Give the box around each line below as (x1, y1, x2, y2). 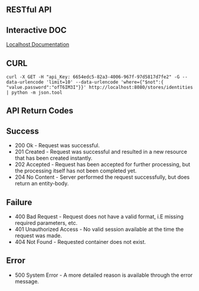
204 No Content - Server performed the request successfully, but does (14, 174, 190, 181)
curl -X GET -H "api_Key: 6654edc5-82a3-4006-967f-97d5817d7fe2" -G (6, 74, 180, 80)
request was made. (14, 232, 63, 239)
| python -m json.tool (6, 89, 63, 96)
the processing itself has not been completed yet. (14, 167, 137, 175)
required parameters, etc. (14, 219, 77, 227)
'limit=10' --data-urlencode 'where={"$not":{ (46, 79, 164, 85)
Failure (6, 197, 33, 208)
